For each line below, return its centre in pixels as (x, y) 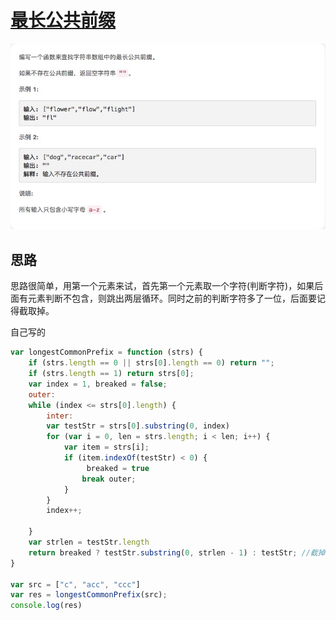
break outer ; (109, 479)
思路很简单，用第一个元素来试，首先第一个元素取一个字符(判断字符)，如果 (162, 286)
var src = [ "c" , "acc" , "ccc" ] (75, 584)
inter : (60, 416)
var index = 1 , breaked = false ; (98, 384)
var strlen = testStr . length (89, 542)
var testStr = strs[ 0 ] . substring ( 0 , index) (138, 426)
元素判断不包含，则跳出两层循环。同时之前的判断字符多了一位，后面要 (172, 298)
